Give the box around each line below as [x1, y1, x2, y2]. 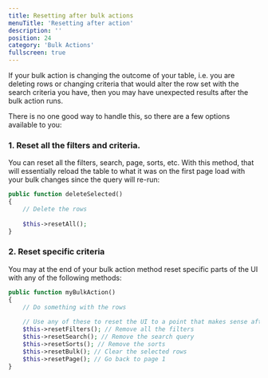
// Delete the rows [22, 205, 88, 214]
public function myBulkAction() [8, 288, 116, 296]
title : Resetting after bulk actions [8, 11, 134, 20]
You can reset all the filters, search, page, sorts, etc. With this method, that [8, 158, 254, 167]
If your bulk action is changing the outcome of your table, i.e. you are [8, 71, 235, 80]
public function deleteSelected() [8, 191, 124, 199]
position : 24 [8, 33, 52, 42]
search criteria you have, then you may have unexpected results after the [8, 88, 249, 96]
